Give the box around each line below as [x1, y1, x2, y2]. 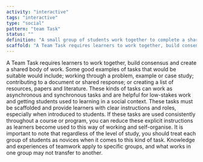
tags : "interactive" [6, 15, 59, 21]
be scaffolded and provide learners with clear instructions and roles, [6, 104, 176, 111]
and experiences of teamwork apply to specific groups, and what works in [6, 143, 192, 150]
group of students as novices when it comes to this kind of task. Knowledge [6, 136, 195, 143]
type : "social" [6, 20, 45, 26]
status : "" [6, 31, 34, 37]
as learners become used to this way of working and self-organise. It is [6, 123, 183, 131]
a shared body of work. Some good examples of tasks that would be [6, 65, 176, 73]
